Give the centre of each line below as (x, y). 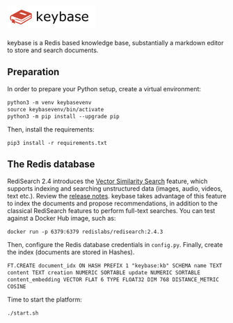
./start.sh (23, 313)
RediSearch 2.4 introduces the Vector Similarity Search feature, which (107, 181)
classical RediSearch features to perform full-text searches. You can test (111, 210)
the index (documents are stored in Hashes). (71, 252)
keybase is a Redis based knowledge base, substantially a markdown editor (115, 42)
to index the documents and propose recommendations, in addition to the (112, 203)
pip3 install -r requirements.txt (57, 143)
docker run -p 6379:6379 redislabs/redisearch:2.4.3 (85, 232)
